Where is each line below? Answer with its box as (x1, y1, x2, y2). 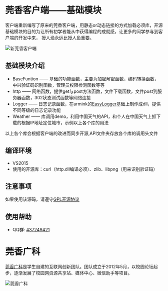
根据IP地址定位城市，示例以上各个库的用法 (21, 119, 109, 125)
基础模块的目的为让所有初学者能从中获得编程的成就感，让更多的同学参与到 (5, 28, 158, 34)
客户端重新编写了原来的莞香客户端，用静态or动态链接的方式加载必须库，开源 (5, 22, 163, 28)
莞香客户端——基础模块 (5, 5, 102, 16)
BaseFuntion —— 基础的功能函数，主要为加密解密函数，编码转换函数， (12, 76, 159, 82)
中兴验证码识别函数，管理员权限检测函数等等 (12, 82, 105, 88)
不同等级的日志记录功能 (12, 107, 61, 113)
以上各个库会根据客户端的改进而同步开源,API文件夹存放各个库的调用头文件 (5, 130, 158, 136)
